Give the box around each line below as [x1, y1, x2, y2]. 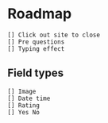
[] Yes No [7, 108, 40, 116]
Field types [7, 67, 64, 80]
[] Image [7, 87, 37, 95]
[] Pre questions [7, 37, 65, 46]
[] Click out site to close [7, 31, 101, 39]
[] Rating [7, 101, 40, 110]
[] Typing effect [7, 44, 65, 52]
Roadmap [7, 5, 72, 23]
